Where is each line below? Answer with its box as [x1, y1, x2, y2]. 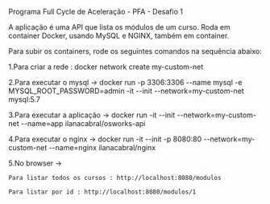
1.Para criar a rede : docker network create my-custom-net [8, 62, 204, 71]
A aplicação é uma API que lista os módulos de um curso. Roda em [8, 22, 231, 31]
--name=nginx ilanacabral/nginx [48, 143, 156, 152]
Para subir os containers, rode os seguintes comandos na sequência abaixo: [8, 47, 262, 55]
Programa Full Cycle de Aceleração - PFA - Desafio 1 [8, 7, 184, 16]
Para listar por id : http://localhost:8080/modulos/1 [8, 188, 197, 196]
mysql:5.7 [8, 95, 40, 104]
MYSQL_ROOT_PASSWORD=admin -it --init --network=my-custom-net [8, 86, 244, 96]
